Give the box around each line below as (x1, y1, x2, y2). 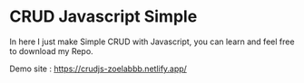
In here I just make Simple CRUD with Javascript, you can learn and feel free (9, 36, 295, 47)
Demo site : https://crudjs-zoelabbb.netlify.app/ (9, 63, 188, 74)
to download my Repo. (9, 45, 93, 56)
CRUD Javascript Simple (9, 6, 198, 27)
